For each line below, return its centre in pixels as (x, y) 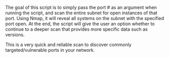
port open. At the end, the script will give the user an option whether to (80, 24)
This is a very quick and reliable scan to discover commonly (68, 45)
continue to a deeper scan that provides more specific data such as (77, 29)
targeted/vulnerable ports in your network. (50, 50)
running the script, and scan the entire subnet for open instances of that (81, 13)
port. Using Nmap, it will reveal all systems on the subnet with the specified (85, 18)
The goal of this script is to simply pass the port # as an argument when (81, 7)
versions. (15, 35)
